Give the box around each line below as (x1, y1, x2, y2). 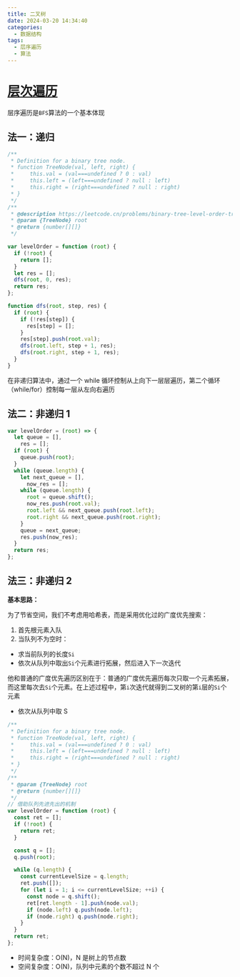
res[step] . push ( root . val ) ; (20, 336, 101, 343)
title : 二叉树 (7, 10, 46, 18)
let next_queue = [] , (20, 474, 84, 481)
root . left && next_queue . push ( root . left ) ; (26, 507, 155, 514)
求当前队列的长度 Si (17, 649, 75, 658)
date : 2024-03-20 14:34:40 (7, 17, 88, 24)
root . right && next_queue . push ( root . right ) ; (26, 513, 161, 521)
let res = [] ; (14, 269, 56, 277)
